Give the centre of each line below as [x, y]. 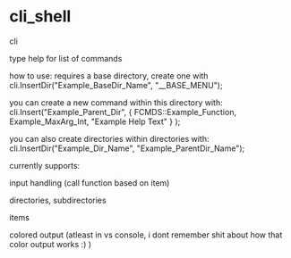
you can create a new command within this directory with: [116, 102]
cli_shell [40, 17]
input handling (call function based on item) [90, 183]
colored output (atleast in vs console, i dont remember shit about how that [146, 235]
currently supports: [45, 165]
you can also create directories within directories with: [109, 138]
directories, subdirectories [58, 200]
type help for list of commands [66, 58]
